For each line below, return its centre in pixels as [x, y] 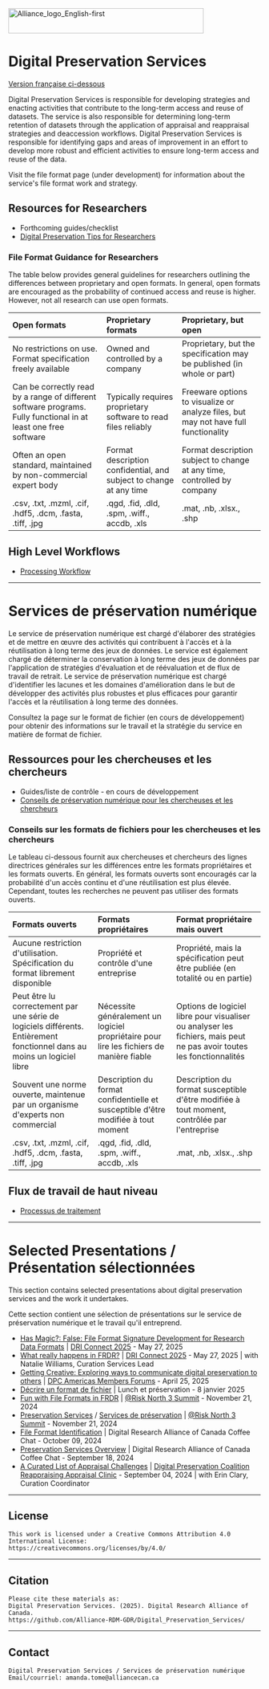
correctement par [45, 1006]
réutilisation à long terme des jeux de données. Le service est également [128, 651]
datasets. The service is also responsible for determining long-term [119, 116]
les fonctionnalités [211, 1056]
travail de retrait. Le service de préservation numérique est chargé [118, 676]
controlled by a [134, 359]
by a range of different [54, 397]
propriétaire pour [129, 1036]
